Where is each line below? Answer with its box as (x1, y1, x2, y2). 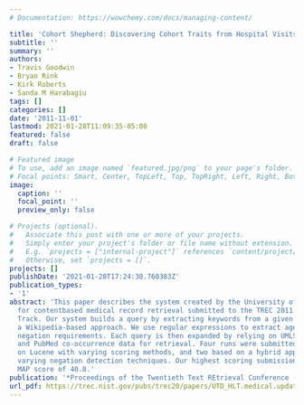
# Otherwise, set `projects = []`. (9, 255, 152, 265)
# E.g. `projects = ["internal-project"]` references (9, 247, 224, 256)
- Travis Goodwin (9, 63, 75, 72)
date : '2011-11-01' (9, 114, 83, 123)
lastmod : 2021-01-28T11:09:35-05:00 (9, 122, 147, 131)
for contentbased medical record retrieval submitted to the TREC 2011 (17, 306, 294, 315)
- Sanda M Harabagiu (9, 88, 88, 98)
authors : (9, 55, 43, 64)
